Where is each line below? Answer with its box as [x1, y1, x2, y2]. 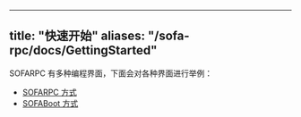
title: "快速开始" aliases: [9, 29, 146, 44]
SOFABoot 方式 [21, 97, 79, 108]
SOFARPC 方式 [21, 87, 78, 97]
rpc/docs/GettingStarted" [9, 43, 158, 58]
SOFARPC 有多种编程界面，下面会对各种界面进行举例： [9, 68, 213, 79]
